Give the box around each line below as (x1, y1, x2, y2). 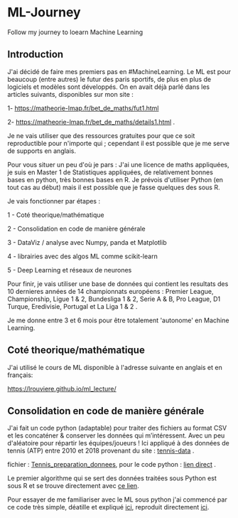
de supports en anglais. (7, 147, 77, 155)
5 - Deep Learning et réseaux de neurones (7, 265, 132, 274)
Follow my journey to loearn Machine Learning (7, 28, 144, 36)
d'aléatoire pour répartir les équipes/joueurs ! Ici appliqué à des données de (7, 439, 229, 448)
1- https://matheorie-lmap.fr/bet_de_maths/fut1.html (7, 104, 159, 112)
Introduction (7, 48, 64, 60)
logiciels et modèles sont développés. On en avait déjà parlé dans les (7, 83, 210, 91)
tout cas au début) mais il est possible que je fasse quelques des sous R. (7, 183, 220, 191)
